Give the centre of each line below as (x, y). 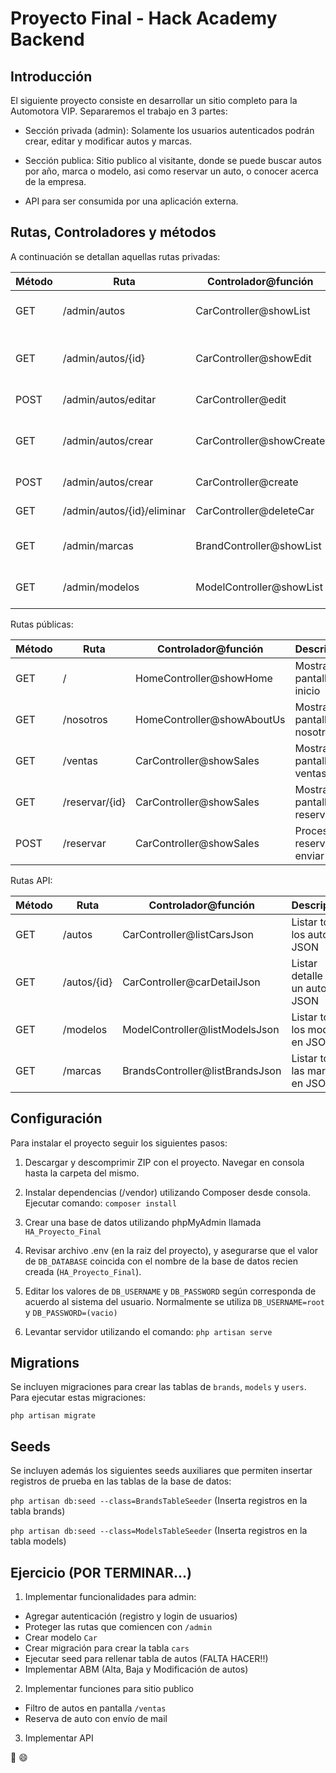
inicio (307, 690)
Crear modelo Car (61, 1638)
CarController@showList (253, 310)
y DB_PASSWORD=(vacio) (71, 1312)
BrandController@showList (258, 545)
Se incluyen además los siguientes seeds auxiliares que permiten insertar (161, 1471)
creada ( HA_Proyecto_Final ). (83, 1271)
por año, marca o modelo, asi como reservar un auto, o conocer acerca (171, 171)
